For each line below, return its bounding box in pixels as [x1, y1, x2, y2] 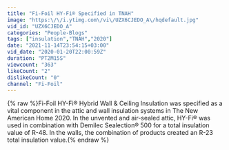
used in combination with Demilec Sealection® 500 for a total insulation [7, 121, 210, 129]
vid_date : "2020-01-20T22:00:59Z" [7, 49, 107, 56]
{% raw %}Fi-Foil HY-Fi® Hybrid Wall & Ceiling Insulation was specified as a [7, 99, 223, 107]
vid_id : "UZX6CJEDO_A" [7, 23, 72, 30]
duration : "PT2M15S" [7, 55, 67, 62]
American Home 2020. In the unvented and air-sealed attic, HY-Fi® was [7, 114, 210, 122]
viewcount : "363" [7, 61, 57, 68]
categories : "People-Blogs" [7, 29, 88, 36]
